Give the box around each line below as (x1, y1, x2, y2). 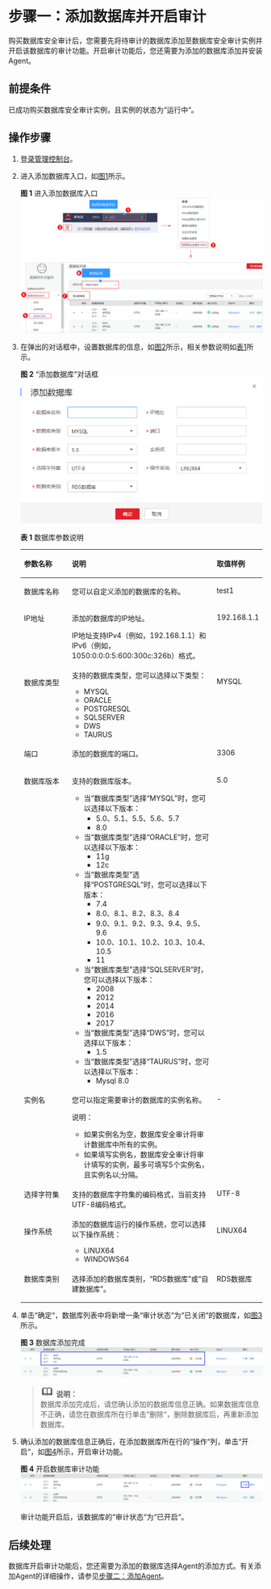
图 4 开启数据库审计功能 (19, 1464, 100, 1473)
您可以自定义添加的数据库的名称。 (71, 586, 186, 596)
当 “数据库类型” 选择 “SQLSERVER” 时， (83, 964, 208, 974)
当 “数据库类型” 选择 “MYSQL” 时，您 (83, 793, 199, 803)
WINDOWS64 (83, 1254, 130, 1264)
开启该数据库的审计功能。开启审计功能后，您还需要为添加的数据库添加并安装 (8, 45, 263, 55)
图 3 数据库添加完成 (19, 1338, 86, 1347)
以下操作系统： (71, 1230, 122, 1240)
